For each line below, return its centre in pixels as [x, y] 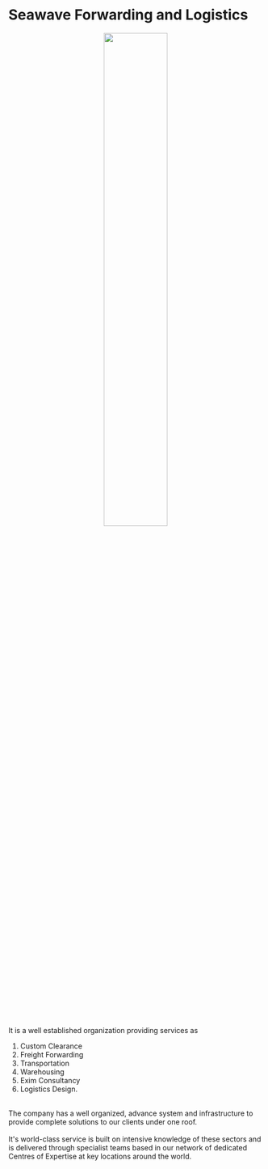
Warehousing [42, 1072]
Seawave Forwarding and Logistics [128, 15]
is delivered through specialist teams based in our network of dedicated [128, 1147]
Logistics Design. [49, 1089]
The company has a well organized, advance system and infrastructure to [131, 1113]
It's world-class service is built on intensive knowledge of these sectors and [135, 1139]
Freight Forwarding [52, 1054]
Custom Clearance [51, 1046]
